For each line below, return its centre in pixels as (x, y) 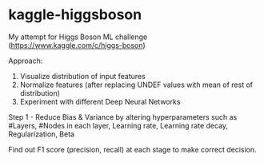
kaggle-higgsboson (75, 15)
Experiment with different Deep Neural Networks (100, 101)
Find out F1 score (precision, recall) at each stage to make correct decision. (133, 149)
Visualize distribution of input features (82, 76)
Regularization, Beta (41, 134)
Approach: (26, 61)
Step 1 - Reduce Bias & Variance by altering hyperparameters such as (123, 117)
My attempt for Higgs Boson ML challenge (78, 37)
